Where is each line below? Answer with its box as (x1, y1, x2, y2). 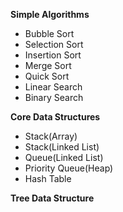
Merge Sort (24, 60, 72, 71)
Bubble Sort (24, 28, 75, 39)
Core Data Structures (10, 111, 101, 123)
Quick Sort (24, 70, 70, 82)
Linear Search (24, 81, 83, 93)
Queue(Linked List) (24, 152, 104, 163)
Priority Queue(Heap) (24, 162, 114, 174)
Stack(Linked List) (24, 141, 100, 153)
